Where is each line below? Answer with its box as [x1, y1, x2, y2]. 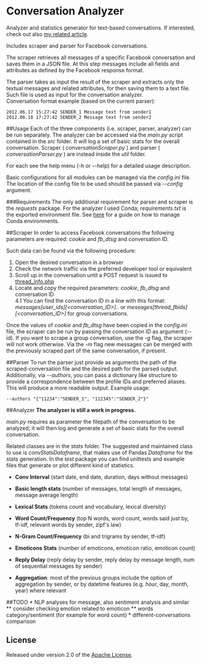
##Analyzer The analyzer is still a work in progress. [6, 406, 136, 413]
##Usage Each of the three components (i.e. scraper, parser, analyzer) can [6, 124, 191, 132]
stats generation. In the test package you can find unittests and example [6, 455, 185, 463]
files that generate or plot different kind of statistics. [6, 461, 135, 469]
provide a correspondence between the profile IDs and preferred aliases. [6, 378, 187, 385]
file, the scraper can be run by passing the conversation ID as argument [6, 328, 184, 335]
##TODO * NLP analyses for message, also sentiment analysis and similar [6, 598, 190, 606]
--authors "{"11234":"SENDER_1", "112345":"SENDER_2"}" [6, 396, 149, 402]
